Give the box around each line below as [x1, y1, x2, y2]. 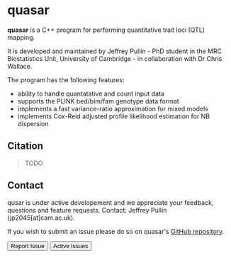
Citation [7, 140, 44, 152]
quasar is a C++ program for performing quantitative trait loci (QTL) [7, 26, 205, 34]
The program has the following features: [7, 75, 125, 84]
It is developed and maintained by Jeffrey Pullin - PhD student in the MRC [7, 47, 222, 55]
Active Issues [52, 242, 89, 249]
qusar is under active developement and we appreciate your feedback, [7, 198, 214, 207]
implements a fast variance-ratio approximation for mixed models [17, 104, 209, 113]
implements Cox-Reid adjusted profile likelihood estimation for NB [17, 112, 210, 120]
